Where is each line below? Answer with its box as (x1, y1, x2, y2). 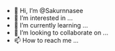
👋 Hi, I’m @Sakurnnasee (13, 7, 84, 14)
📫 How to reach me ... (13, 37, 79, 44)
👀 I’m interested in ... (13, 14, 73, 22)
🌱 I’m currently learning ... (13, 21, 89, 29)
